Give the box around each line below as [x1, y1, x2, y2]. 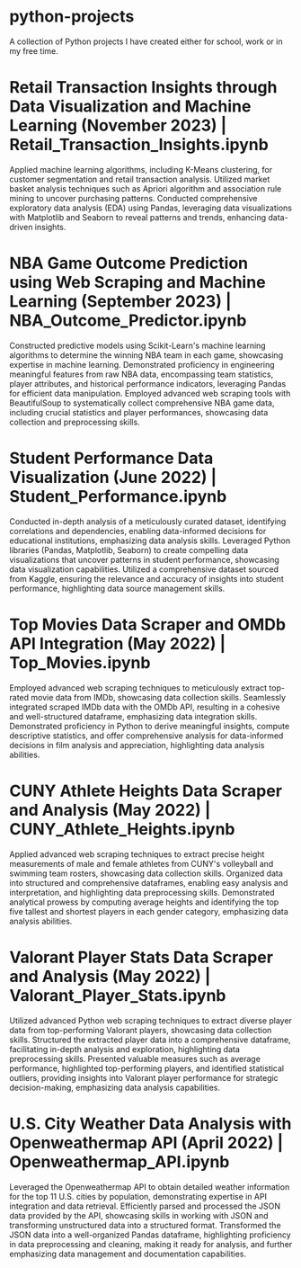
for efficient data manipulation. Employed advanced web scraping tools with [9, 388, 291, 398]
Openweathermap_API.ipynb [9, 1151, 230, 1172]
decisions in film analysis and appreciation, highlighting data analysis [9, 739, 265, 750]
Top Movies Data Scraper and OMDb [9, 614, 286, 635]
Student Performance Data [9, 448, 214, 469]
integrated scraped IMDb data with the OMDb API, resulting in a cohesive [9, 701, 280, 712]
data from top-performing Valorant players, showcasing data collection [9, 1024, 272, 1035]
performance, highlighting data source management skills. [9, 583, 226, 594]
